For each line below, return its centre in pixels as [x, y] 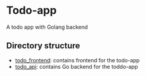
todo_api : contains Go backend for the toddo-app [76, 66]
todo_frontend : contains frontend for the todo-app [77, 60]
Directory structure [43, 46]
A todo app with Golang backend [47, 27]
